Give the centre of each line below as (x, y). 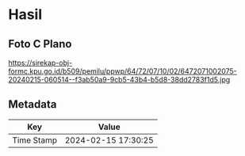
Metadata (33, 105)
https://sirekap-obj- (40, 63)
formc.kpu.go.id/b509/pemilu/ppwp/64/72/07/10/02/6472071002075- (123, 71)
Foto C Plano (40, 44)
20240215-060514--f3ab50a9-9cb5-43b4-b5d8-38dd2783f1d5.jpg (119, 80)
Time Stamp (35, 140)
